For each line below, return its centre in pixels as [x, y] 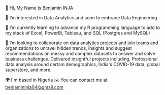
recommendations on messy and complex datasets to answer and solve [80, 54]
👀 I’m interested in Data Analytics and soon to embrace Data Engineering [81, 18]
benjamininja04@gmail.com [34, 87]
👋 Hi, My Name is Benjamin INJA [39, 8]
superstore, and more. [28, 70]
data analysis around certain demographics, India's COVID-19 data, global [82, 64]
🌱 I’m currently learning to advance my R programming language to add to [83, 27]
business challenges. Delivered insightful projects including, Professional [81, 59]
